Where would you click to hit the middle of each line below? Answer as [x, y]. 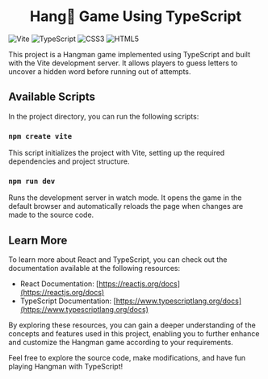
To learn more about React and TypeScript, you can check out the [118, 260]
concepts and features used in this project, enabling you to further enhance [134, 334]
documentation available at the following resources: [94, 269]
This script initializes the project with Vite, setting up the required [117, 153]
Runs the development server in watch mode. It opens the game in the [125, 198]
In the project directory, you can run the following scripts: [104, 116]
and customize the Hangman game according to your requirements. [121, 343]
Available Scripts [52, 97]
